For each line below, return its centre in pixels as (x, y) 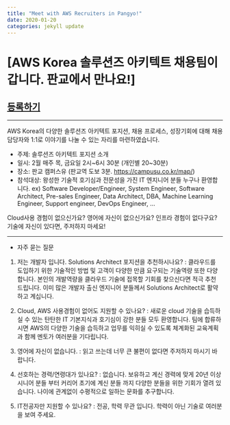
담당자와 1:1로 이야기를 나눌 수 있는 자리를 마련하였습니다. (84, 140)
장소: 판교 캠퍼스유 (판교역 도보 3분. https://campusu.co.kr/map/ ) (106, 172)
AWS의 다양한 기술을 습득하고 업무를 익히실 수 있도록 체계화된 (112, 328)
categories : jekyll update (46, 26)
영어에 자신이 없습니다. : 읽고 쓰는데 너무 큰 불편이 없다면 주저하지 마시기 (114, 352)
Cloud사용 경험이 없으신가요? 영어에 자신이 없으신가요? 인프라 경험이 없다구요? (112, 218)
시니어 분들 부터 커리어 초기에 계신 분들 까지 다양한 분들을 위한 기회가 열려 (115, 383)
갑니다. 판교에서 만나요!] (71, 79)
